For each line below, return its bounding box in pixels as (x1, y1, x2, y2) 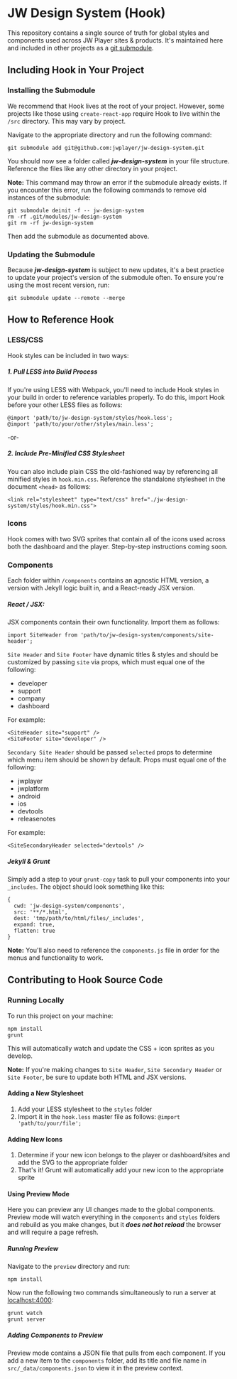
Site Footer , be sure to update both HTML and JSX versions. (7, 1073, 187, 1081)
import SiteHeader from (7, 632, 78, 639)
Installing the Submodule (7, 85, 96, 95)
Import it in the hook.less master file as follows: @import (17, 1112, 181, 1120)
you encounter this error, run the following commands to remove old (7, 185, 207, 194)
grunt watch (7, 1309, 43, 1317)
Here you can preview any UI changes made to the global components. (7, 1206, 215, 1214)
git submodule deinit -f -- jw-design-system (7, 207, 144, 214)
